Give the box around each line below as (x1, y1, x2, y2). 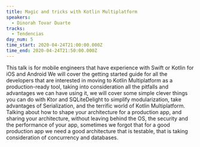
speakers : (6, 14, 31, 20)
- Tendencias (11, 31, 44, 37)
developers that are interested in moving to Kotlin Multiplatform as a (6, 76, 173, 84)
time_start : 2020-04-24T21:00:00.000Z (6, 42, 103, 48)
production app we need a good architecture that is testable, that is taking (6, 127, 188, 134)
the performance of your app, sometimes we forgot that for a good (6, 121, 170, 128)
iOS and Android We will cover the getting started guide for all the (6, 70, 168, 78)
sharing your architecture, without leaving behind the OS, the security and (6, 115, 188, 122)
